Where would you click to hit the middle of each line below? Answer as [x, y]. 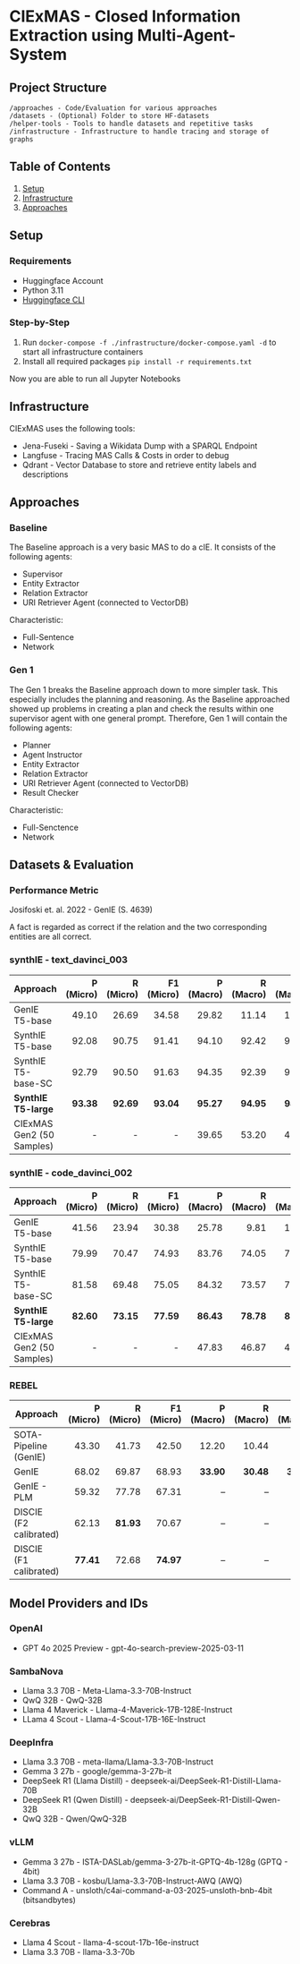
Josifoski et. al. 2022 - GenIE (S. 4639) [81, 909]
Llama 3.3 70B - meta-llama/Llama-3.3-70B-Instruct [118, 1762]
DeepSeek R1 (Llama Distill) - [75, 1781]
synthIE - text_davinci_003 [68, 960]
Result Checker [50, 792]
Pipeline [30, 1446]
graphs [21, 140]
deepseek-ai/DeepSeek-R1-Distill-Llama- [206, 1781]
